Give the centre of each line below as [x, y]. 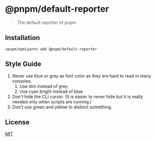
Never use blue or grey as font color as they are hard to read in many [82, 76]
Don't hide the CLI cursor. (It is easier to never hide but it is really [78, 97]
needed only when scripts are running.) [52, 101]
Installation [22, 38]
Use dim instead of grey [44, 86]
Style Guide [23, 64]
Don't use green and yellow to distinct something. [62, 107]
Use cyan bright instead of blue [51, 91]
